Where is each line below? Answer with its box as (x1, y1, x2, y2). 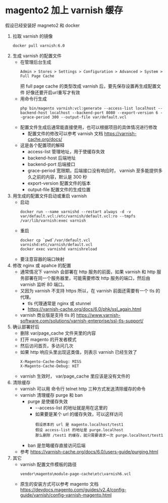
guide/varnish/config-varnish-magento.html (20, 492, 112, 498)
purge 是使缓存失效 (27, 398, 68, 404)
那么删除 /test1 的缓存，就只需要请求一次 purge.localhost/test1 (35, 433, 163, 438)
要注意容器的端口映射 (20, 256, 65, 262)
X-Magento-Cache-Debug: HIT (20, 363, 79, 368)
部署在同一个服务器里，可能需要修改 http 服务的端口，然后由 (24, 275, 150, 281)
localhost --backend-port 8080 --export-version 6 (49, 110, 158, 115)
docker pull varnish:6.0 (12, 43, 65, 48)
